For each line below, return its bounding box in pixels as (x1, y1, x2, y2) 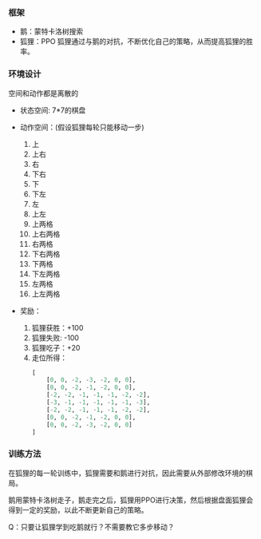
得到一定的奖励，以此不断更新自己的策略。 (8, 505, 148, 514)
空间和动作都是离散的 (8, 88, 78, 97)
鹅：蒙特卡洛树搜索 (19, 26, 84, 37)
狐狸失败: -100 (31, 333, 80, 343)
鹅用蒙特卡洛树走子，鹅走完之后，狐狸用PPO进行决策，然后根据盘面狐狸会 (8, 495, 254, 505)
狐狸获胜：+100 (31, 323, 84, 332)
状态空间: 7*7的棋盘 (19, 105, 86, 115)
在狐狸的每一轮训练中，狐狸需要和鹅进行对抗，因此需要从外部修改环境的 (8, 468, 246, 478)
